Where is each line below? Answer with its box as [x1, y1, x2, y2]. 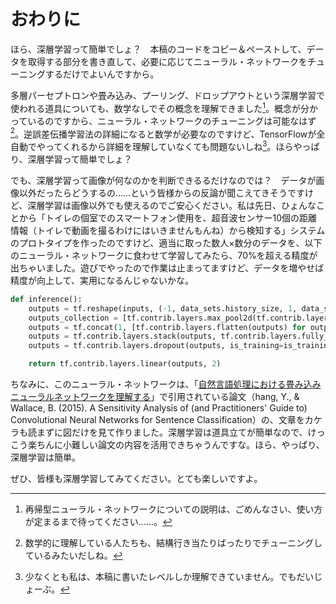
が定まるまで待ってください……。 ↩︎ [24, 516, 173, 528]
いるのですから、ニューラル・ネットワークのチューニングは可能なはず [27, 115, 317, 127]
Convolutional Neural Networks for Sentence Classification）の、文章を [10, 414, 305, 426]
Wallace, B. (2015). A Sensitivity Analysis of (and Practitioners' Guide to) [10, 402, 308, 414]
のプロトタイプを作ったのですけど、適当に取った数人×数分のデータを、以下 [10, 236, 323, 249]
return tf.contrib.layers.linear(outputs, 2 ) [28, 359, 222, 369]
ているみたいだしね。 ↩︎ [24, 550, 123, 562]
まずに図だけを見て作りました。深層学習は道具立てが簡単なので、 [36, 426, 308, 439]
